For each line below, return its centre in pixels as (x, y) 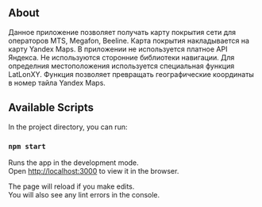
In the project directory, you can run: (68, 127)
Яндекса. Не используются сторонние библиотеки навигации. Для (121, 57)
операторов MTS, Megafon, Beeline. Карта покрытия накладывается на (129, 40)
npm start (27, 146)
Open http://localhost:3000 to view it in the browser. (94, 171)
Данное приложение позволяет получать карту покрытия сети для (122, 32)
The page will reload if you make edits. (71, 186)
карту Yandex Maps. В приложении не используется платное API (118, 49)
